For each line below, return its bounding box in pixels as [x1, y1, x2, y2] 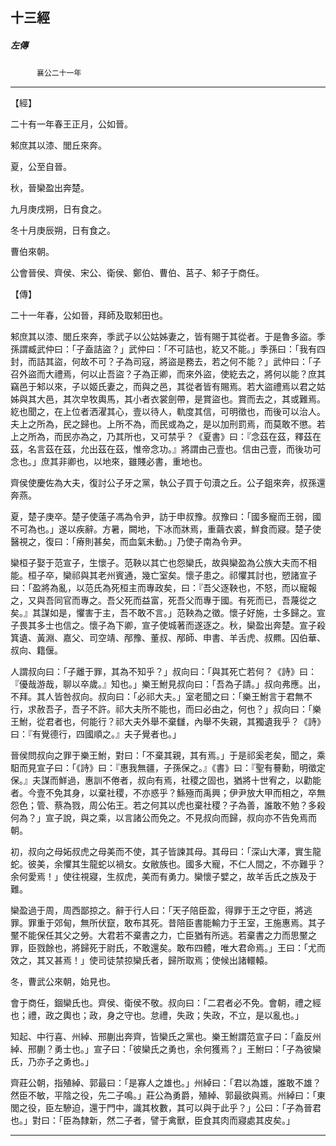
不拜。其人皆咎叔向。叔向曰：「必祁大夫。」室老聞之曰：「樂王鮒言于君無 [10, 691, 304, 703]
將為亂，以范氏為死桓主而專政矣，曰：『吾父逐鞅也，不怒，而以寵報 [40, 582, 317, 594]
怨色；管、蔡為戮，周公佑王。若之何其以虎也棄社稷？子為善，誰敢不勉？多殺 [10, 799, 326, 812]
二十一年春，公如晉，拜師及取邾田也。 [10, 309, 168, 322]
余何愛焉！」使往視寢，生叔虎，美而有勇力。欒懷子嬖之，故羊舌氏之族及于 [10, 871, 317, 883]
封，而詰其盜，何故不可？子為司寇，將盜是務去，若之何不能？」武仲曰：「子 [10, 356, 322, 368]
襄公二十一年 [36, 68, 82, 78]
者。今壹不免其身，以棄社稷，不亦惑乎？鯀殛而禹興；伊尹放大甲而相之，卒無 [10, 787, 326, 799]
